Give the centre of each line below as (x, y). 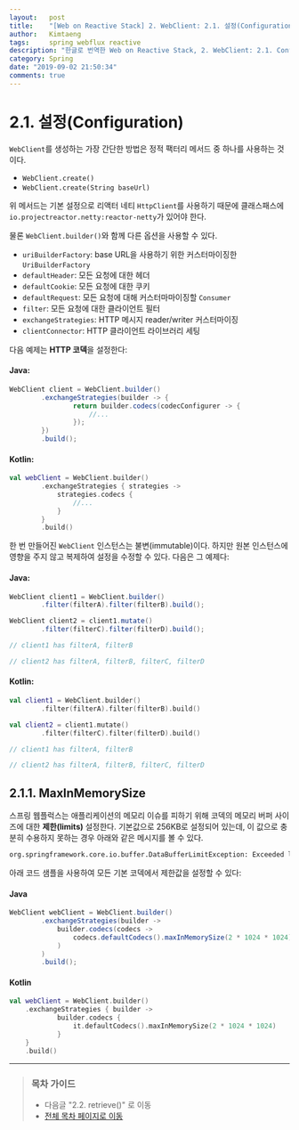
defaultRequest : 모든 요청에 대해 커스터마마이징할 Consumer (126, 297)
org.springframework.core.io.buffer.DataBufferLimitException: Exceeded (147, 855)
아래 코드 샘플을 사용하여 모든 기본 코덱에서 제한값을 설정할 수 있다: (125, 873)
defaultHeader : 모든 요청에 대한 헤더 (86, 275)
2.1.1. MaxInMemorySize (78, 793)
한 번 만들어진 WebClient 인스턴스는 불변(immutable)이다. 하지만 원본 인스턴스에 (149, 546)
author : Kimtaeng (45, 34)
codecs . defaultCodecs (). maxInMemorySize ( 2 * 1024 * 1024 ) (182, 937)
